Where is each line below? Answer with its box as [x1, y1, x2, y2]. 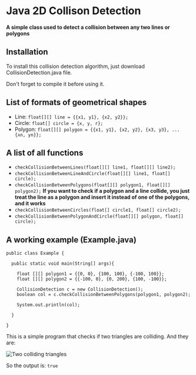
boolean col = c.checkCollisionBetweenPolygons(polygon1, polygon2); [16, 292, 191, 298]
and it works [14, 200, 46, 207]
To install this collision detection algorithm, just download [6, 63, 145, 70]
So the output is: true [6, 362, 58, 369]
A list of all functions [6, 147, 84, 157]
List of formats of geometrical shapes [6, 97, 147, 107]
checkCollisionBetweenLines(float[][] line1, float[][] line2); [14, 165, 176, 170]
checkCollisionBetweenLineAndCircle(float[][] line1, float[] [14, 171, 171, 177]
